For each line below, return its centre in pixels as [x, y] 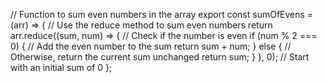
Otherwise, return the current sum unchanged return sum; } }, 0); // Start [160, 57]
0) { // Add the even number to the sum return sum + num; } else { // [151, 46]
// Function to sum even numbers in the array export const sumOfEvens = [162, 14]
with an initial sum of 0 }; [61, 67]
